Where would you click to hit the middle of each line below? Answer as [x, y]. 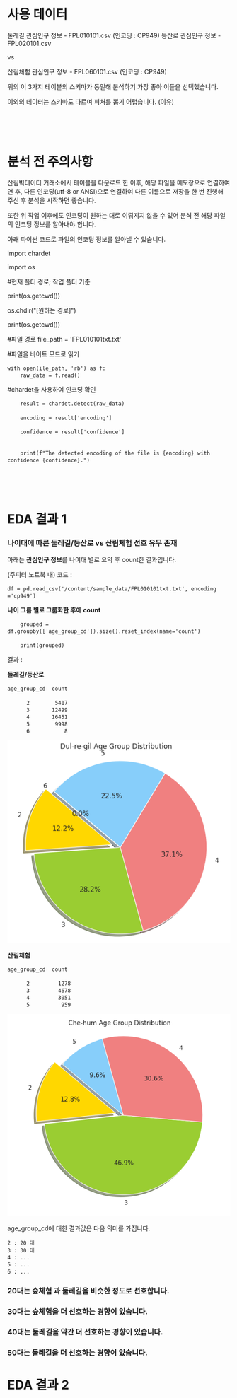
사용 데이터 [37, 14]
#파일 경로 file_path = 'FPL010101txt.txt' [64, 339]
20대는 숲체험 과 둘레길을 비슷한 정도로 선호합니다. [88, 1291]
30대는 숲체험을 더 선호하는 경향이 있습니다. [78, 1311]
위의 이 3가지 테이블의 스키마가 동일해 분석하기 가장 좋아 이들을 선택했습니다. [113, 86]
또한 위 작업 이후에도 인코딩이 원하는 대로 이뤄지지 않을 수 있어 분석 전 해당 [110, 215]
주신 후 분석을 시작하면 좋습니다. [52, 200]
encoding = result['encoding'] [66, 418]
